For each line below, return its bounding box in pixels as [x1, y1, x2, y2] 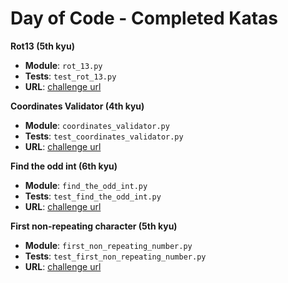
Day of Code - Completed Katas [10, 7, 279, 30]
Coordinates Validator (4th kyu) [10, 100, 145, 112]
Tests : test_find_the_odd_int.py [24, 190, 162, 202]
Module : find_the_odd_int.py [24, 179, 148, 191]
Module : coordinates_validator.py [24, 119, 170, 131]
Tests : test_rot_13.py [24, 70, 117, 82]
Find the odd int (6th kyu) [10, 160, 118, 172]
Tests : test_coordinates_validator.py [24, 130, 184, 142]
